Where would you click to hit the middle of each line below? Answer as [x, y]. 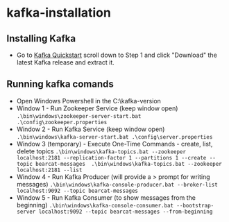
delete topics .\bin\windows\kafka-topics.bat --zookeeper [101, 151]
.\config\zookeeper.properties [62, 122]
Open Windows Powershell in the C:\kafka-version [88, 101]
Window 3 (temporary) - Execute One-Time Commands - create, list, [114, 144]
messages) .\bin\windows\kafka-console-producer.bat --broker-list [117, 184]
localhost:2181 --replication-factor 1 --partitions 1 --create [111, 157]
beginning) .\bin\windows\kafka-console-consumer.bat [95, 205]
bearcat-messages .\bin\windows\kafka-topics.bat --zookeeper [129, 164]
